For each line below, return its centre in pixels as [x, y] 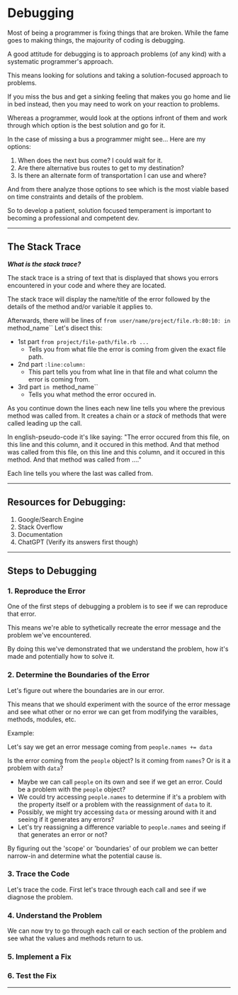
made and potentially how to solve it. [61, 657]
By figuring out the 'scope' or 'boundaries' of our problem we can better [113, 848]
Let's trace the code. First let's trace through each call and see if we [107, 889]
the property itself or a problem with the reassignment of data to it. [115, 804]
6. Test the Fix [32, 975]
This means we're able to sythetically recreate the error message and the [114, 628]
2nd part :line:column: [52, 364]
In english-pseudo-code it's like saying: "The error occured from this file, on [119, 437]
